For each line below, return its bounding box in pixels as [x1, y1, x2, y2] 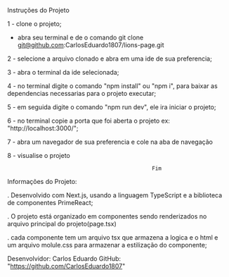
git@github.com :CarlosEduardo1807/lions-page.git [17, 41, 164, 49]
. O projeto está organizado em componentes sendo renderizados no [7, 212, 207, 221]
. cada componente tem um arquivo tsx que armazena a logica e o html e [7, 233, 218, 242]
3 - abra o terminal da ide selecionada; [7, 68, 119, 76]
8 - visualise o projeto [7, 152, 70, 159]
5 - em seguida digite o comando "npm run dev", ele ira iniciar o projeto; [7, 103, 216, 111]
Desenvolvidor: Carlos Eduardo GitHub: [7, 254, 122, 263]
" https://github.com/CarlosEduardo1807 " [7, 262, 126, 270]
